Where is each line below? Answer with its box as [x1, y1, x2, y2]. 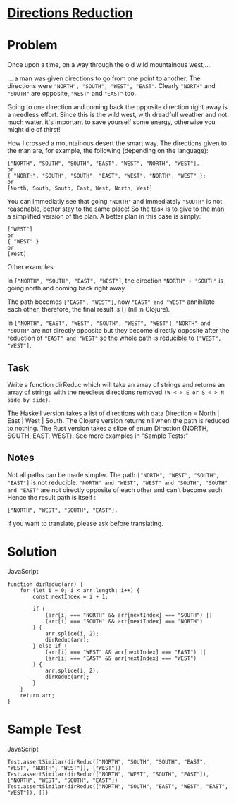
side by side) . [7, 395, 51, 403]
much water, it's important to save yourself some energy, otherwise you [7, 118, 216, 126]
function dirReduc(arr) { [7, 580, 83, 588]
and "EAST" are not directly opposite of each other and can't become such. [7, 485, 224, 494]
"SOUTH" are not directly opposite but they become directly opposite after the [7, 326, 230, 335]
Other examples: [7, 263, 56, 271]
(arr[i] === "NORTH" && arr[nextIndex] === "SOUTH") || [44, 611, 213, 618]
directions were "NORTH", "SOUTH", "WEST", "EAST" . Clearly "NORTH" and [7, 82, 216, 90]
